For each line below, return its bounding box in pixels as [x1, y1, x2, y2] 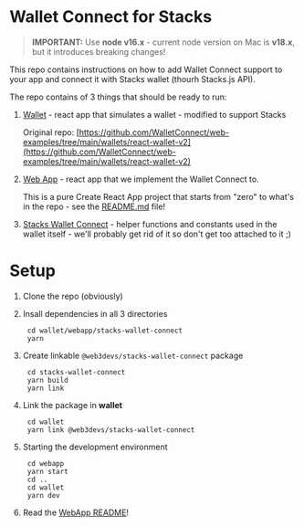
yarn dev [26, 490, 61, 500]
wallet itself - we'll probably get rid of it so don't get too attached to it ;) [22, 228, 292, 239]
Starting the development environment [22, 441, 168, 452]
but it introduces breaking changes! [31, 46, 166, 57]
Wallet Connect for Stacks [9, 6, 213, 27]
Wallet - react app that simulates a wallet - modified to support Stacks [22, 109, 287, 120]
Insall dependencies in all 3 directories [22, 308, 168, 319]
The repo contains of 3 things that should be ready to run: [9, 91, 227, 102]
